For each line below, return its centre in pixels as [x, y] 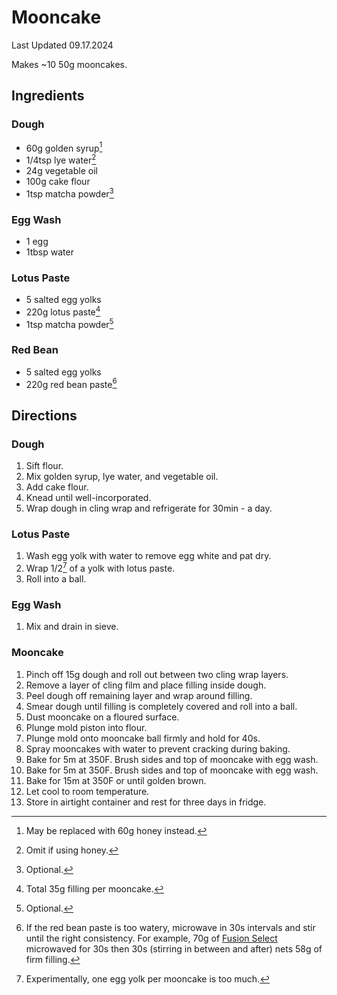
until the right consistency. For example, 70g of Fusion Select [151, 938]
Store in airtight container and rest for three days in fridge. [146, 802]
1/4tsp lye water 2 [61, 159]
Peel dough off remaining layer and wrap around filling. [139, 695]
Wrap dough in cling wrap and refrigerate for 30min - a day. [149, 508]
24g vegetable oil [61, 170]
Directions [44, 415]
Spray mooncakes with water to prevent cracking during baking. [158, 748]
